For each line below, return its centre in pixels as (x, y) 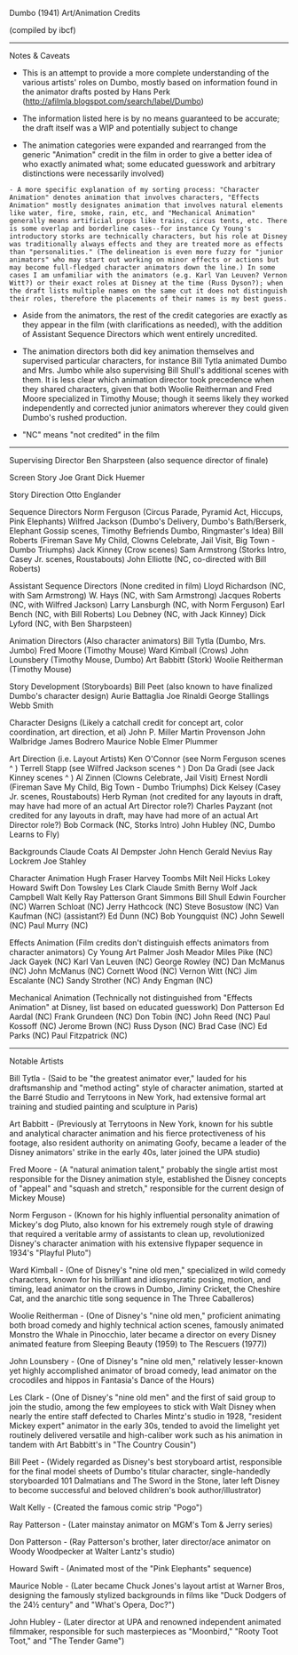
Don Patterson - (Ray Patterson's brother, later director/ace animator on (140, 1542)
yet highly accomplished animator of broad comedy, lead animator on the (143, 1370)
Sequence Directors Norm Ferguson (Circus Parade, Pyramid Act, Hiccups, (146, 512)
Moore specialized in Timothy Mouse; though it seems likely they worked (155, 398)
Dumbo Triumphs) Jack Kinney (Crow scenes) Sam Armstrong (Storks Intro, (148, 550)
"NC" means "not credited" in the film (90, 434)
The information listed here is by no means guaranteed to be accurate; (151, 118)
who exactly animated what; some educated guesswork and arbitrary (149, 164)
